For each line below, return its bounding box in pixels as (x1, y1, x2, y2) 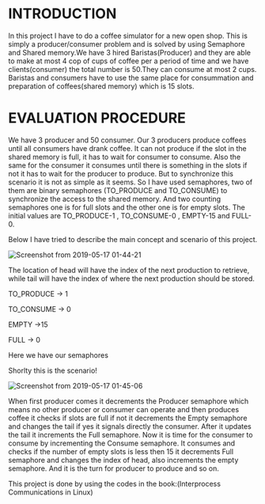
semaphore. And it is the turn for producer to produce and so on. (8, 464, 220, 473)
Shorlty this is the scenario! (8, 366, 97, 375)
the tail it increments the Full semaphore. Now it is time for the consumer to (8, 430, 253, 439)
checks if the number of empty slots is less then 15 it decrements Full (8, 446, 234, 456)
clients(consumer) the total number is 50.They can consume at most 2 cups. (8, 64, 257, 74)
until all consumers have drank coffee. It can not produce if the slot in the (8, 143, 247, 153)
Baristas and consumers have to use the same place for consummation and (8, 73, 255, 82)
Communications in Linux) (8, 487, 93, 497)
